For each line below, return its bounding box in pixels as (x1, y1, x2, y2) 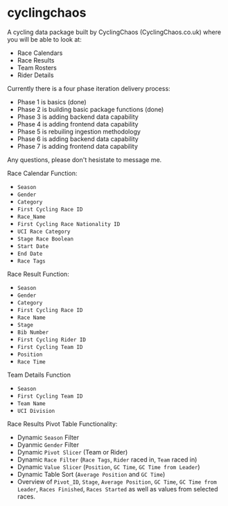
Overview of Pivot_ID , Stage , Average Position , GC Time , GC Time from (17, 478, 217, 486)
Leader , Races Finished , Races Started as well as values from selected (17, 484, 218, 493)
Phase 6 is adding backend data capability (17, 134, 139, 143)
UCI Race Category (17, 228, 71, 235)
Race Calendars (17, 49, 63, 57)
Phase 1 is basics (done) (17, 97, 87, 106)
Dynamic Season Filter (17, 433, 80, 441)
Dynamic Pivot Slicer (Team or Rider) (17, 448, 128, 456)
